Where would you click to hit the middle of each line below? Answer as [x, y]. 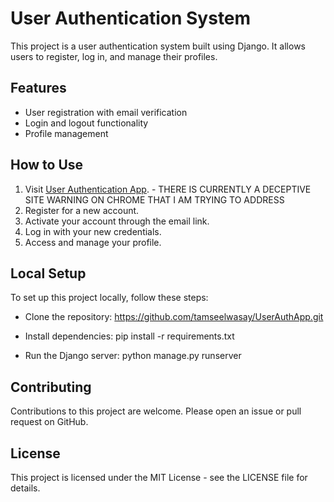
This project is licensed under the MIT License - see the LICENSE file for [159, 477]
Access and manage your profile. [93, 242]
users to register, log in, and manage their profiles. [114, 56]
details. [25, 488]
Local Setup [48, 273]
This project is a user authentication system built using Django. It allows [158, 46]
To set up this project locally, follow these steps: [109, 298]
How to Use [47, 165]
